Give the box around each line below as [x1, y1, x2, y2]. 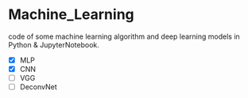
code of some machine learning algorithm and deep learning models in [8, 32, 240, 41]
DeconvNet [19, 82, 57, 92]
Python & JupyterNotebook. [8, 40, 99, 49]
